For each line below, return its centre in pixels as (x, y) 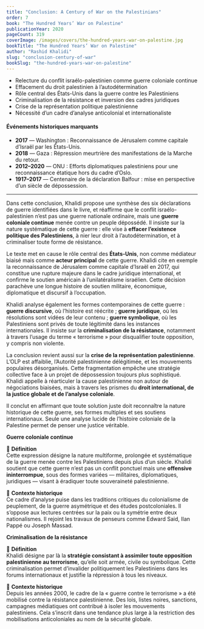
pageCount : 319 (25, 35)
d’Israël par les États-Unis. (48, 146)
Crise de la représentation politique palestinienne (76, 106)
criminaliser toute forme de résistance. (55, 242)
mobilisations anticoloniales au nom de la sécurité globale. (79, 619)
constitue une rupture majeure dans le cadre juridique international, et (93, 273)
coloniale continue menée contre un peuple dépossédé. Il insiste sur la (96, 222)
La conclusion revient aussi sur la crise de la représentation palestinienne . (101, 355)
